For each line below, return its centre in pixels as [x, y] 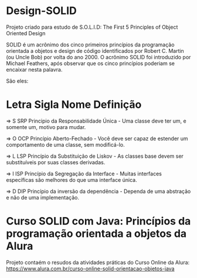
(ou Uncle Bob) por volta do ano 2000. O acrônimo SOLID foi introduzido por [98, 57]
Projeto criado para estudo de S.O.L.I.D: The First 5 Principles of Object [92, 27]
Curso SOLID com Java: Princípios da [98, 221]
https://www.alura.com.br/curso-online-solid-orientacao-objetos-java [90, 269]
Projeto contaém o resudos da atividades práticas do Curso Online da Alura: [98, 262]
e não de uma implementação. [43, 197]
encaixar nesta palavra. [34, 69]
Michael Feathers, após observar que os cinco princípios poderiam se [90, 63]
